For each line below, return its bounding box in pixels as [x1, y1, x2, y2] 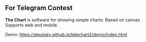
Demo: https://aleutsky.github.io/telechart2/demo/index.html [5, 31, 127, 37]
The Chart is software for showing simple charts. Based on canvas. [5, 17, 141, 22]
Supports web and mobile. [5, 22, 58, 28]
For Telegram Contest [5, 4, 73, 12]
